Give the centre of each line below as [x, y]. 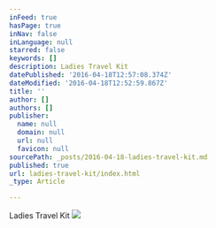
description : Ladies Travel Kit [69, 67]
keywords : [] [33, 58]
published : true [39, 165]
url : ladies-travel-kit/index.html [75, 173]
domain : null [41, 133]
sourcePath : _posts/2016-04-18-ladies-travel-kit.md [108, 157]
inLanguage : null [41, 42]
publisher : [29, 116]
